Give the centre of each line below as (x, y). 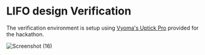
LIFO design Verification (69, 11)
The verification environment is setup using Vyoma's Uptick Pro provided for (103, 28)
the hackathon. (25, 34)
